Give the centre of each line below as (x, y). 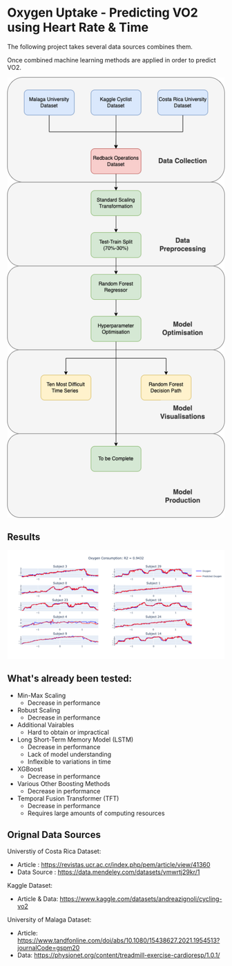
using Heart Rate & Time (78, 27)
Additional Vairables (46, 724)
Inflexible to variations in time (69, 761)
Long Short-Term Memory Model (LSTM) (75, 740)
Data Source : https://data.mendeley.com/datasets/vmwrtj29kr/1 (108, 872)
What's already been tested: (70, 679)
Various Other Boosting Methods (64, 783)
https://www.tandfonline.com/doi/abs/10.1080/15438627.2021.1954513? (118, 940)
